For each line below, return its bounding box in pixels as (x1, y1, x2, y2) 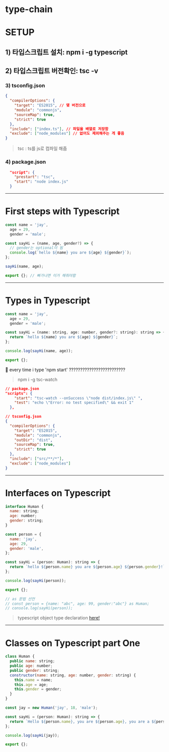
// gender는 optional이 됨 (10, 246, 63, 251)
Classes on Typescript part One (5, 637, 140, 649)
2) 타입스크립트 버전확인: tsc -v (5, 67, 99, 75)
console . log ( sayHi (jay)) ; (5, 733, 59, 738)
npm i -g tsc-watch (17, 376, 58, 382)
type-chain (5, 4, 53, 15)
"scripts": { (5, 391, 33, 396)
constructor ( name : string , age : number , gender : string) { (10, 672, 136, 678)
